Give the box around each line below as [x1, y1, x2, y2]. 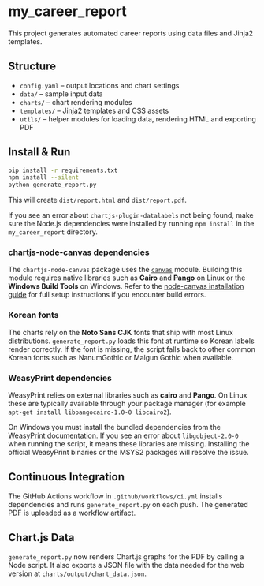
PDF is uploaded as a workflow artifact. [8, 508, 136, 517]
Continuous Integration [8, 470, 125, 483]
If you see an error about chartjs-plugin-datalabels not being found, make [8, 211, 254, 220]
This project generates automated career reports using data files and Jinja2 [8, 28, 254, 38]
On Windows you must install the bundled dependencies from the [8, 423, 221, 432]
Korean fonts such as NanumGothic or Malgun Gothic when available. [8, 353, 234, 362]
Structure [8, 60, 57, 73]
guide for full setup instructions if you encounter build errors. [8, 290, 206, 300]
